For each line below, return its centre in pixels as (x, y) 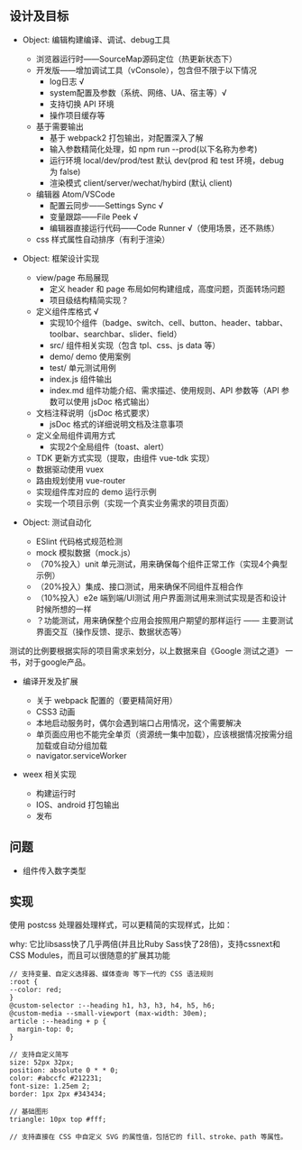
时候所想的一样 (64, 609)
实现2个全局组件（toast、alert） (109, 446)
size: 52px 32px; (42, 1063)
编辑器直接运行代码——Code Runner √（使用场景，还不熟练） (164, 227)
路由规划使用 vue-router (81, 480)
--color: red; (36, 990)
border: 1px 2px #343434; (58, 1094)
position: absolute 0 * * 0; (64, 1071)
